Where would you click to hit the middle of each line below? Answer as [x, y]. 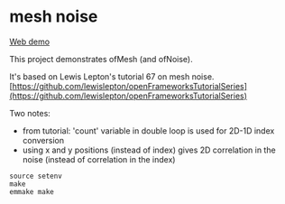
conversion [43, 140]
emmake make [32, 191]
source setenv [36, 176]
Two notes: [30, 113]
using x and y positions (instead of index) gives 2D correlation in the [149, 150]
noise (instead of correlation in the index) [99, 159]
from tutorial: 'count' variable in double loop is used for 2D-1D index [148, 130]
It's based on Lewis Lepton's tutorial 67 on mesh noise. [112, 76]
